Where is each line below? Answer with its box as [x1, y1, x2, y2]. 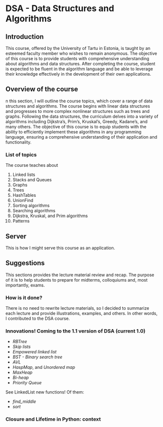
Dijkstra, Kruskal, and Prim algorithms [12, 213, 88, 219]
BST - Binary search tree [12, 354, 63, 360]
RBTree [12, 339, 27, 345]
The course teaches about [5, 162, 58, 168]
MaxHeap [12, 369, 33, 376]
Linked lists [12, 172, 35, 177]
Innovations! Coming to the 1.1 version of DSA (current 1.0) [5, 328, 146, 334]
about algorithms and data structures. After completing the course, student [5, 61, 156, 66]
